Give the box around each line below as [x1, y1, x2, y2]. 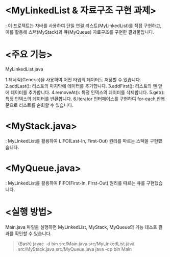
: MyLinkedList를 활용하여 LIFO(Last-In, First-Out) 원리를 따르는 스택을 [5, 137, 149, 144]
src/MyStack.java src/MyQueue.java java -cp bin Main [17, 246, 132, 252]
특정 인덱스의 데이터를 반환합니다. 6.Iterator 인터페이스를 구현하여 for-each [5, 96, 156, 102]
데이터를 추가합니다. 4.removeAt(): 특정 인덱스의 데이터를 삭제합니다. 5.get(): [10, 89, 165, 95]
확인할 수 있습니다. [14, 230, 52, 237]
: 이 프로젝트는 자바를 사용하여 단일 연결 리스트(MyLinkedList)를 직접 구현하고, [5, 22, 162, 29]
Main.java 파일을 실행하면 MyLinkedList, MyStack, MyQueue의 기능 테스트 [5, 224, 157, 230]
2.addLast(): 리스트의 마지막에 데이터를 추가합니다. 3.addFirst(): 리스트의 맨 [5, 83, 157, 89]
